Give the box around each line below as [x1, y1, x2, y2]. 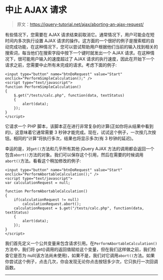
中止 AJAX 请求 [5, 4, 67, 16]
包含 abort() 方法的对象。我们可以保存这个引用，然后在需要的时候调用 [5, 151, 144, 158]
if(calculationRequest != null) [14, 197, 79, 202]
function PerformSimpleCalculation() [5, 84, 81, 89]
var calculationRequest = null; [5, 180, 70, 185]
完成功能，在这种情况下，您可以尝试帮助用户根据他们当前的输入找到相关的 [9, 44, 158, 49]
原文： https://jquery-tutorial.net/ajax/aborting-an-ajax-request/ [16, 21, 144, 27]
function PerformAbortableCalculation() [5, 189, 88, 194]
